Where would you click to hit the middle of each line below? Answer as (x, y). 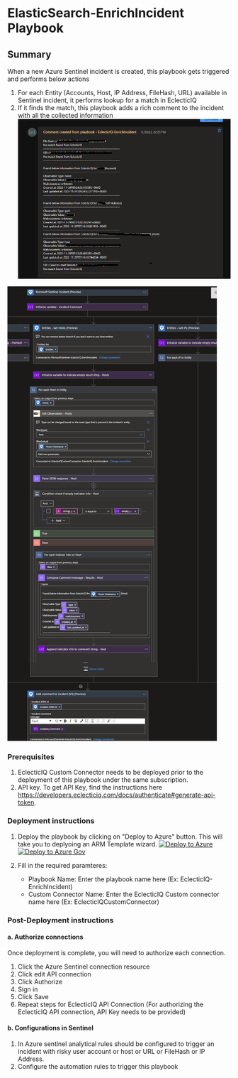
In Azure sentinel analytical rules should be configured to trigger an (116, 1044)
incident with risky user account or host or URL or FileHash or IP (111, 1051)
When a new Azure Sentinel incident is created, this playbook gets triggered (118, 71)
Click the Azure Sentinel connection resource (84, 967)
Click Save (33, 996)
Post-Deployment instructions (61, 920)
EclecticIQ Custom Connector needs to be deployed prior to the (110, 773)
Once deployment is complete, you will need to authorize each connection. (117, 952)
